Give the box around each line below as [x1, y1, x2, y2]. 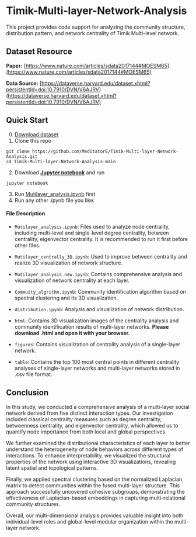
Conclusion [6, 388, 49, 398]
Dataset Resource [6, 47, 72, 57]
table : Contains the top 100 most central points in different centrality [14, 358, 180, 365]
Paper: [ [6, 62, 26, 69]
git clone [6, 148, 30, 154]
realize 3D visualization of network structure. [14, 259, 123, 266]
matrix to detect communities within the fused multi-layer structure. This [6, 481, 180, 489]
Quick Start [6, 115, 48, 125]
